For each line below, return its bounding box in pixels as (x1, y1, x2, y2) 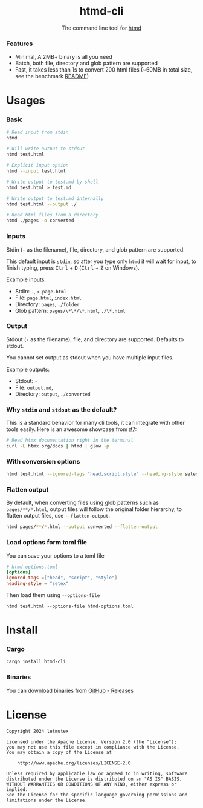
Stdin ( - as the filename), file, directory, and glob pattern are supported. (6, 245, 185, 253)
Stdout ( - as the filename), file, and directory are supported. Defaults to (6, 335, 184, 343)
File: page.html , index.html (14, 294, 82, 301)
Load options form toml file (6, 538, 88, 547)
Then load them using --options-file (6, 592, 100, 598)
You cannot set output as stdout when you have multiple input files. (6, 353, 174, 361)
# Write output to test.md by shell (6, 179, 98, 185)
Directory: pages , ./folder (14, 300, 80, 307)
